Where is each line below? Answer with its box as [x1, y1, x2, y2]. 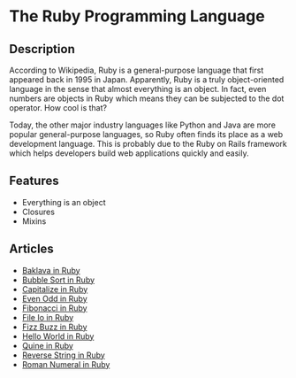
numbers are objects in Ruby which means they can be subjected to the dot [9, 93, 285, 104]
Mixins [21, 215, 47, 227]
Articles [9, 242, 55, 257]
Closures [21, 206, 56, 217]
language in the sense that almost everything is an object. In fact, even [9, 84, 267, 94]
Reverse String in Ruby [21, 350, 106, 360]
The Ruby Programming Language [9, 6, 265, 27]
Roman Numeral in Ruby [21, 359, 110, 369]
